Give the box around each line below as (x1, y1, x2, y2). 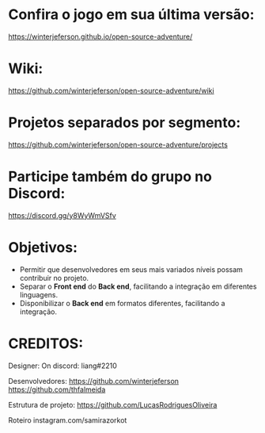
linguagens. (19, 289, 59, 299)
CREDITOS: (8, 335, 84, 352)
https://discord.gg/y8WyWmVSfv (8, 210, 116, 220)
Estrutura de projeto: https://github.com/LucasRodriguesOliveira (8, 400, 218, 409)
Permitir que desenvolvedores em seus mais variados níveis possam (19, 264, 244, 274)
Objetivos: (8, 238, 78, 256)
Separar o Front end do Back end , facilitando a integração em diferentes (19, 282, 257, 291)
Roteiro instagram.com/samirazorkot (8, 415, 127, 425)
